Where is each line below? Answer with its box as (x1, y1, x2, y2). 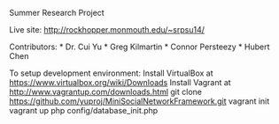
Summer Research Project (9, 8, 105, 18)
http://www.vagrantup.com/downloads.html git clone (9, 87, 202, 97)
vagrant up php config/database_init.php (9, 106, 159, 115)
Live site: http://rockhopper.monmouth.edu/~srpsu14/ (9, 25, 205, 34)
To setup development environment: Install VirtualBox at (9, 68, 213, 78)
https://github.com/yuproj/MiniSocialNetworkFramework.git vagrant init (9, 96, 270, 106)
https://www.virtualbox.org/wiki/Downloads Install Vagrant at (9, 77, 232, 87)
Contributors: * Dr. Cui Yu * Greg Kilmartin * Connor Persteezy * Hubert (9, 41, 270, 52)
